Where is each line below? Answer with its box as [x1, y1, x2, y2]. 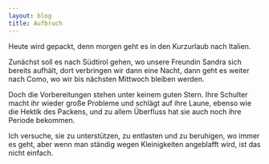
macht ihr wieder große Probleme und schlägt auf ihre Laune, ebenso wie [8, 98, 251, 108]
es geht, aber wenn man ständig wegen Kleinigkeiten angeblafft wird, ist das [8, 139, 261, 149]
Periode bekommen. [8, 115, 75, 125]
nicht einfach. [8, 148, 54, 158]
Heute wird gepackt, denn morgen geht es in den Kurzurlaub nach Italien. [8, 41, 251, 51]
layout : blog [8, 11, 52, 20]
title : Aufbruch [8, 19, 63, 27]
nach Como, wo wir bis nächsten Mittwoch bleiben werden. [8, 74, 205, 84]
